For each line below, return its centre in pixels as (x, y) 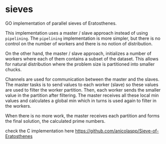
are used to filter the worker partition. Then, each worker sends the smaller (83, 90)
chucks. (13, 69)
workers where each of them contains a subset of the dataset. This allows (82, 58)
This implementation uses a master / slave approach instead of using (77, 33)
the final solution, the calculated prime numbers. (55, 121)
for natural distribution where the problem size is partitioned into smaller (80, 64)
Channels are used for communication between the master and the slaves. (82, 79)
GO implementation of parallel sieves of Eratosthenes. (61, 23)
